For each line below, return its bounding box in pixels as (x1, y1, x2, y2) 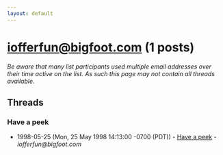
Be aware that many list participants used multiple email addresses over (7, 62, 212, 71)
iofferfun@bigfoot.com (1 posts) (7, 39, 195, 55)
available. (7, 77, 36, 85)
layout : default (7, 10, 53, 17)
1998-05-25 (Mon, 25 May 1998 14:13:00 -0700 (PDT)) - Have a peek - (16, 133, 217, 141)
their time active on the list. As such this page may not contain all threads (7, 69, 215, 77)
